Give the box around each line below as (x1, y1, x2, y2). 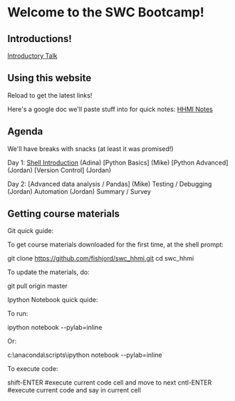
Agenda (7, 125, 43, 137)
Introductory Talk (7, 51, 58, 60)
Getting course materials (7, 208, 120, 220)
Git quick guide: (7, 226, 54, 235)
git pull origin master (7, 282, 68, 291)
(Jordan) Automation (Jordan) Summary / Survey (7, 187, 152, 196)
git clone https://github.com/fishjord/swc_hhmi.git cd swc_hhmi (7, 254, 194, 263)
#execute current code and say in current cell (7, 386, 141, 395)
